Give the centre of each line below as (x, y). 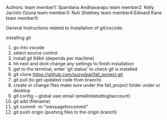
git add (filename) (31, 101)
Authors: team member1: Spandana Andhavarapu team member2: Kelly (80, 7)
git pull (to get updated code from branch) (57, 80)
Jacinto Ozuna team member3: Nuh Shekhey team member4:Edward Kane (84, 13)
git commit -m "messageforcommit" (51, 107)
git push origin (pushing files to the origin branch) (65, 112)
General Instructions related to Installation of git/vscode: (65, 28)
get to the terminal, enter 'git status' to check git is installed (75, 69)
